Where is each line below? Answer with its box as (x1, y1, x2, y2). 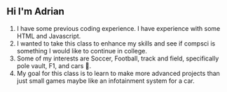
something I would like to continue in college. (16, 46, 148, 55)
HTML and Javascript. (16, 32, 81, 40)
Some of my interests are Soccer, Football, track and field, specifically (16, 54, 219, 63)
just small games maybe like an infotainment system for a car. (16, 77, 195, 85)
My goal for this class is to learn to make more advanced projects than (16, 69, 220, 77)
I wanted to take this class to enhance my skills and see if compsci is (16, 39, 216, 48)
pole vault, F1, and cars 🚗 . (16, 61, 92, 70)
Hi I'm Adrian (6, 6, 64, 18)
